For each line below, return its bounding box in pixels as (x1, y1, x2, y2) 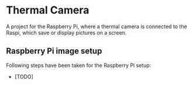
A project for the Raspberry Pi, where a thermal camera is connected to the (6, 23, 187, 30)
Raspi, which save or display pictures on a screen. (6, 29, 127, 36)
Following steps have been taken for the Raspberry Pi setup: (6, 62, 151, 69)
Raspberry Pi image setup (6, 46, 102, 56)
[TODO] (14, 73, 34, 80)
